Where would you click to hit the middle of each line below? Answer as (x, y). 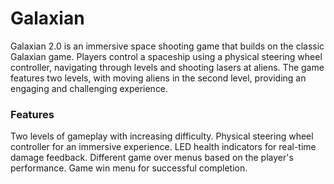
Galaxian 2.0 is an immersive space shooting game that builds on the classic (167, 46)
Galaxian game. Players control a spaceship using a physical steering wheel (166, 56)
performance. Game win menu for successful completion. (129, 168)
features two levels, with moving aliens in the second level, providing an (158, 78)
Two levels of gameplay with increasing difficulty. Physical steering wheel (162, 136)
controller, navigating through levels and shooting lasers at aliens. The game (167, 67)
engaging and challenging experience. (89, 88)
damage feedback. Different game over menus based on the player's (152, 158)
